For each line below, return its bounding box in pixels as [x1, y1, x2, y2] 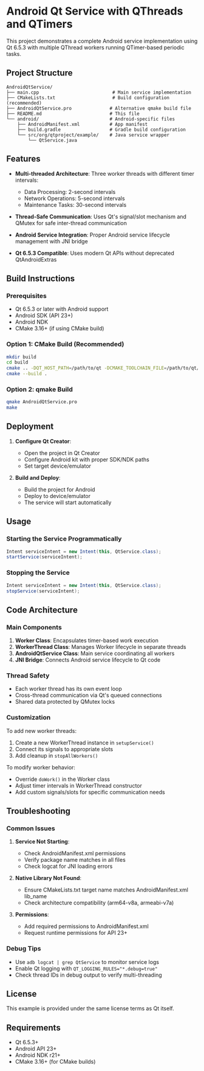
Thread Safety [6, 671, 50, 679]
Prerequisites [6, 291, 47, 300]
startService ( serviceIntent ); [6, 554, 83, 560]
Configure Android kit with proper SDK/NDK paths [24, 456, 150, 463]
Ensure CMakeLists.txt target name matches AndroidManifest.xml [24, 886, 188, 893]
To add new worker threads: [6, 727, 77, 734]
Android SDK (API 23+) [15, 312, 73, 319]
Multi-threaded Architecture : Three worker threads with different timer [15, 170, 195, 177]
